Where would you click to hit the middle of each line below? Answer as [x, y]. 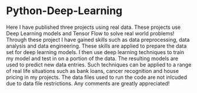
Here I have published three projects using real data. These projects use [94, 27]
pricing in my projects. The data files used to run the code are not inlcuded [96, 77]
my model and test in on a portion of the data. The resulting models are [92, 58]
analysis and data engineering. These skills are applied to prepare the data [96, 46]
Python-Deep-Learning [64, 11]
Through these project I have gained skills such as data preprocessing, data [98, 39]
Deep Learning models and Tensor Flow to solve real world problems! [90, 33]
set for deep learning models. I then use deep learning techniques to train [95, 52]
